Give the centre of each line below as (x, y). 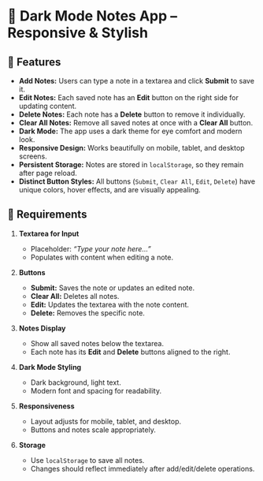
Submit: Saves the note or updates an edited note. (112, 288)
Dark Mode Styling (50, 367)
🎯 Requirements (47, 215)
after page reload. (48, 173)
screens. (33, 156)
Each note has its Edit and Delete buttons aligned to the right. (130, 352)
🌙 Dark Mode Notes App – (93, 16)
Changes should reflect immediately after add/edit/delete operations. (143, 468)
